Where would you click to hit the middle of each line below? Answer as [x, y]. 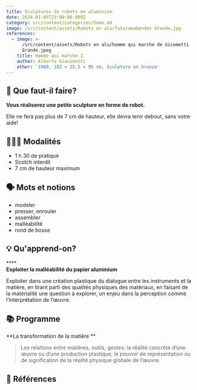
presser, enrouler [35, 211]
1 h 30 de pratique [37, 156]
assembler [28, 218]
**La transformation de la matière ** [51, 336]
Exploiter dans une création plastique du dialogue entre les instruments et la [99, 281]
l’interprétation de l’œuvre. [38, 299]
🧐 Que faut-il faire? [41, 90]
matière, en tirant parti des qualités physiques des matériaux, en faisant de [97, 287]
